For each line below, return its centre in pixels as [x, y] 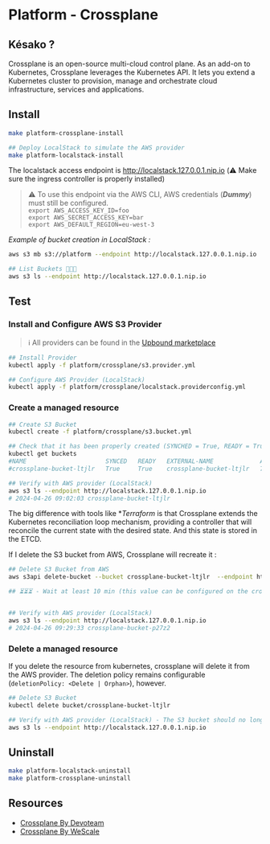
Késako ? [32, 45]
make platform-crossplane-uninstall [70, 778]
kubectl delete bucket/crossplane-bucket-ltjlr [90, 705]
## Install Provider [43, 358]
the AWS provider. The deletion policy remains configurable [107, 674]
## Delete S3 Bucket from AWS [59, 569]
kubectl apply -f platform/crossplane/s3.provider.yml [102, 365]
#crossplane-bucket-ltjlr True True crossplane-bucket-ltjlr [129, 469]
